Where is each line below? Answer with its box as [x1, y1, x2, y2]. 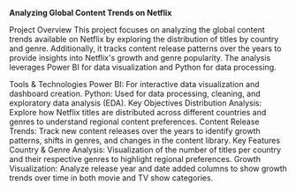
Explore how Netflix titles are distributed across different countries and [9, 107, 267, 117]
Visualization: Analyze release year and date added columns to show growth [9, 163, 287, 174]
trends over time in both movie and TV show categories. [9, 173, 214, 183]
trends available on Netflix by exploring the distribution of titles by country [9, 34, 279, 44]
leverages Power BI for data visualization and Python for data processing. [9, 62, 277, 72]
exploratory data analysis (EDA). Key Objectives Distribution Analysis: [9, 98, 262, 108]
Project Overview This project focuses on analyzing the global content [9, 25, 265, 34]
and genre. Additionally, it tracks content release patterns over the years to [9, 43, 282, 54]
